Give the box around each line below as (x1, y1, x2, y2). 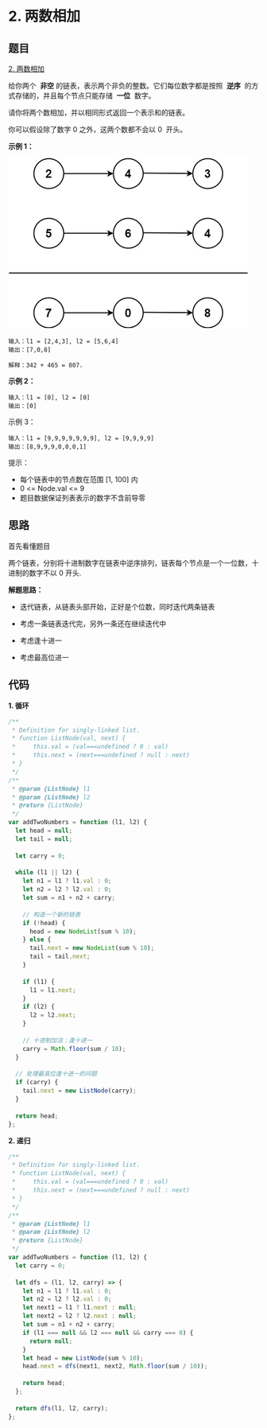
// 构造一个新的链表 (22, 910, 81, 919)
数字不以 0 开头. (29, 568, 82, 578)
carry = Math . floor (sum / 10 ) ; (22, 1045, 126, 1053)
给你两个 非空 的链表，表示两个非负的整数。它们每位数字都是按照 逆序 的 (8, 81, 252, 90)
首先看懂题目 (8, 541, 50, 551)
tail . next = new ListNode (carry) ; (22, 1087, 137, 1095)
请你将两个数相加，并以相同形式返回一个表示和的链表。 (8, 108, 189, 117)
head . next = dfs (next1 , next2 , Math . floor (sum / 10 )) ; (22, 1362, 208, 1371)
